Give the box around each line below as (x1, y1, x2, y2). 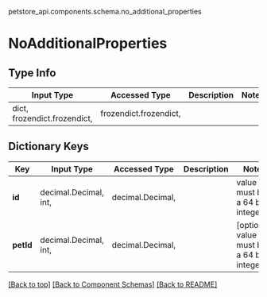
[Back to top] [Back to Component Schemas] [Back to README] (8, 280, 218, 289)
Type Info (8, 66, 56, 79)
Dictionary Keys (8, 140, 90, 153)
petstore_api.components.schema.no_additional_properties (8, 7, 202, 16)
